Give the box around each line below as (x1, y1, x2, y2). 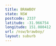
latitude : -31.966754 (5, 20, 49, 25)
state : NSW (5, 11, 27, 16)
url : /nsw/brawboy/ (5, 29, 45, 34)
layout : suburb (5, 34, 36, 39)
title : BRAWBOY (5, 7, 36, 12)
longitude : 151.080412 (5, 25, 51, 30)
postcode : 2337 (5, 16, 36, 21)
